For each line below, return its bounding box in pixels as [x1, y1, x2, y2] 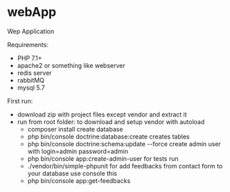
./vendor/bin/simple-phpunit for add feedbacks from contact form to [27, 162, 223, 170]
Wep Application [7, 27, 54, 35]
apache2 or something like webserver [17, 61, 126, 69]
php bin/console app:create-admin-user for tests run [27, 154, 179, 163]
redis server [17, 69, 52, 77]
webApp [7, 4, 57, 20]
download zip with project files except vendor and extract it [17, 110, 187, 119]
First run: [7, 96, 33, 105]
